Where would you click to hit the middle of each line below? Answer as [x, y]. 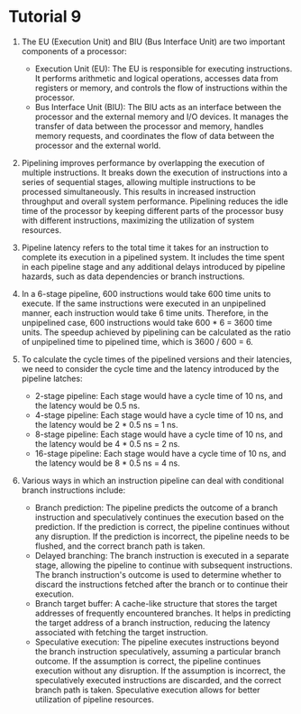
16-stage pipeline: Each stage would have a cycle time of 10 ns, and [160, 453]
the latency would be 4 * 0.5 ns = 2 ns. [108, 443]
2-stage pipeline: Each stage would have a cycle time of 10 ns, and [159, 395]
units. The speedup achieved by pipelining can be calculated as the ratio [156, 332]
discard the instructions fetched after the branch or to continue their [161, 584]
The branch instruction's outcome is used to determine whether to [158, 574]
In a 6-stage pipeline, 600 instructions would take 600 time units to [146, 293]
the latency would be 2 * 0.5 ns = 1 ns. [106, 424]
